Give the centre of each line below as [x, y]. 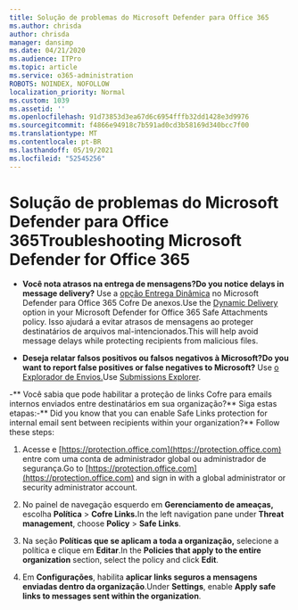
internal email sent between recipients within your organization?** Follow [145, 423]
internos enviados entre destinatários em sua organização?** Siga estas [143, 404]
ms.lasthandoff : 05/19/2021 [62, 150]
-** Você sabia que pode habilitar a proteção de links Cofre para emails [141, 394]
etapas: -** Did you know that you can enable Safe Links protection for [138, 413]
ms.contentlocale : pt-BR [55, 142]
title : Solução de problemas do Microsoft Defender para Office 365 [139, 17]
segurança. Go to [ [55, 468]
